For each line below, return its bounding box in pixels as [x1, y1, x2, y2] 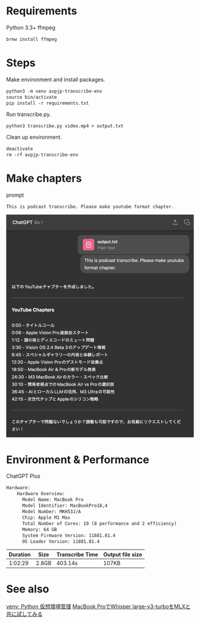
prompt [6, 191, 24, 198]
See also [6, 582, 49, 595]
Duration [8, 551, 31, 558]
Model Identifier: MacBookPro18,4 [21, 503, 108, 509]
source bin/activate [6, 94, 58, 100]
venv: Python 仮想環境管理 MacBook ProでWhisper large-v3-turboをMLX [6, 603, 186, 610]
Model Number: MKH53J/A [21, 509, 82, 515]
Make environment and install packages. [6, 76, 105, 83]
